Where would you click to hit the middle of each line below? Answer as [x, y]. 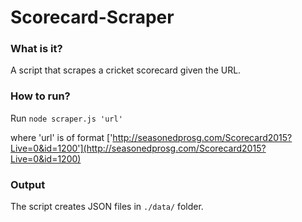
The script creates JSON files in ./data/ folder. [107, 207]
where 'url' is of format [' [61, 137]
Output [28, 184]
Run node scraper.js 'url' [66, 118]
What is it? [36, 49]
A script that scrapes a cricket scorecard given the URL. [126, 70]
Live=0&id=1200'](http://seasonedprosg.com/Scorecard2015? [138, 148]
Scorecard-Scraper [92, 17]
